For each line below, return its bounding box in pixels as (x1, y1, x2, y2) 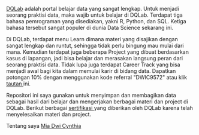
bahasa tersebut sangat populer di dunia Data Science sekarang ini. (6, 24, 174, 31)
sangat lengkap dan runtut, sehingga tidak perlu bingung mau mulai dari (6, 42, 184, 49)
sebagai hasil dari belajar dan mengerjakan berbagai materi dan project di (6, 98, 189, 105)
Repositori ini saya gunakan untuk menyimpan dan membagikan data (6, 92, 177, 99)
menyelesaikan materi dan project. (6, 111, 92, 118)
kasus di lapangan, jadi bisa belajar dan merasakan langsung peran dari (6, 55, 183, 62)
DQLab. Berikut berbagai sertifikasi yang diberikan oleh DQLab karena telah (6, 105, 194, 111)
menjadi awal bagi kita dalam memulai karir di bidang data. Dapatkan (6, 67, 176, 74)
